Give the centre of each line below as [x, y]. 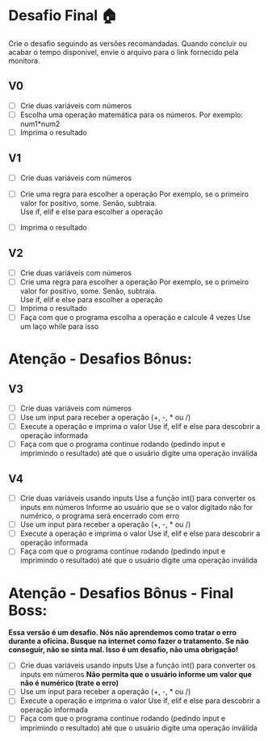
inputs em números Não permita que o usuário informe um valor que [136, 675]
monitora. [24, 61]
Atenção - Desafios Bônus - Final [121, 593]
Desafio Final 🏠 [63, 16]
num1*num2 [40, 124]
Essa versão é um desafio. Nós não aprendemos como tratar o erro [122, 633]
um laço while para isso [59, 326]
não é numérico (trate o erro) [69, 683]
